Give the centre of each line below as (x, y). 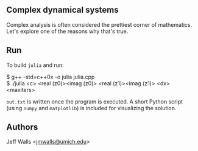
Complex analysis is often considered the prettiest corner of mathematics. (99, 24)
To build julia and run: (35, 65)
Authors (22, 127)
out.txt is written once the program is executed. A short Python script (95, 101)
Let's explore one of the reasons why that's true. (67, 31)
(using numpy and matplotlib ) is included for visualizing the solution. (91, 108)
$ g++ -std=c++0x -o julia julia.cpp (51, 77)
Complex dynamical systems (62, 10)
